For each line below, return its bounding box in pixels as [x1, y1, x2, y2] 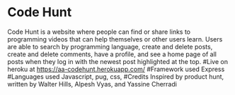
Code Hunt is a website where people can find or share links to [7, 27, 191, 36]
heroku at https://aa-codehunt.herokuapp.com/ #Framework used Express [7, 65, 225, 73]
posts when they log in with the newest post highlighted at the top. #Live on [7, 57, 229, 65]
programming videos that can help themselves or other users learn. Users [7, 34, 223, 43]
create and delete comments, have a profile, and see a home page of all [7, 50, 217, 58]
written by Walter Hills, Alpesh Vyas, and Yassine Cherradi [7, 80, 177, 88]
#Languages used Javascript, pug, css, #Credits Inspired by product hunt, [7, 72, 224, 81]
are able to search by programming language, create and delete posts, [7, 42, 213, 51]
